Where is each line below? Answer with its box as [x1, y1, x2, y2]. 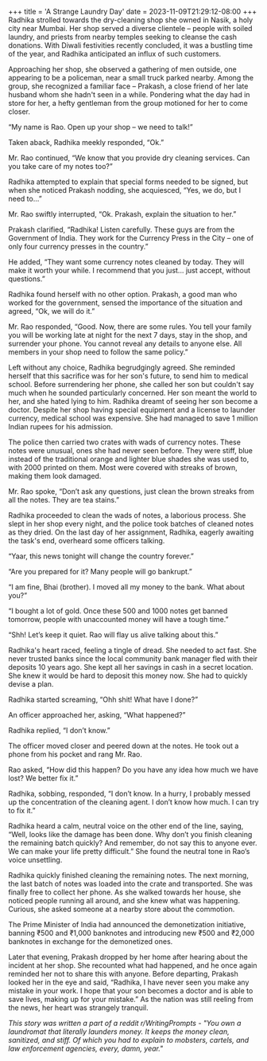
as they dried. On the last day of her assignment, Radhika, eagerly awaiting [8, 527, 254, 537]
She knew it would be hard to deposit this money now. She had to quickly [8, 671, 248, 680]
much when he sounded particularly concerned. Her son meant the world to [8, 388, 257, 397]
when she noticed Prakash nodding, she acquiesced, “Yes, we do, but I [8, 186, 242, 194]
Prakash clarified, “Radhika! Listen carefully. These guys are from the [8, 225, 235, 234]
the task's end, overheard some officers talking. [8, 536, 165, 545]
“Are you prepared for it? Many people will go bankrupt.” [8, 567, 193, 576]
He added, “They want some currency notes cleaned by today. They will [8, 257, 245, 266]
